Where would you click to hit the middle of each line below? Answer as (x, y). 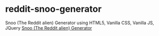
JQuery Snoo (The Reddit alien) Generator (49, 28)
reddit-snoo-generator (53, 9)
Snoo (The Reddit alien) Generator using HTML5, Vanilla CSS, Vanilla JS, (79, 23)
